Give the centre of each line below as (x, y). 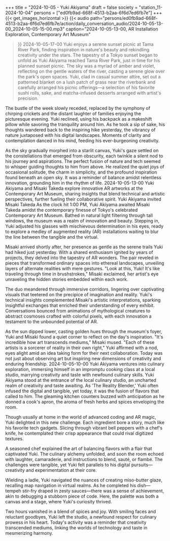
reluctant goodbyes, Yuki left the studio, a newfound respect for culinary (81, 517)
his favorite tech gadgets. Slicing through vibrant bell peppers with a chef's (84, 428)
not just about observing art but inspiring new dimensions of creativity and (83, 359)
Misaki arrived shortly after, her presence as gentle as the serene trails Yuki (84, 247)
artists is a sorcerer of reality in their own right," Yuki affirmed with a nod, (82, 348)
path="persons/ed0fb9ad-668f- (124, 18)
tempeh (13, 491)
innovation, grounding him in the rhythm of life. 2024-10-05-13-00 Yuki (80, 183)
